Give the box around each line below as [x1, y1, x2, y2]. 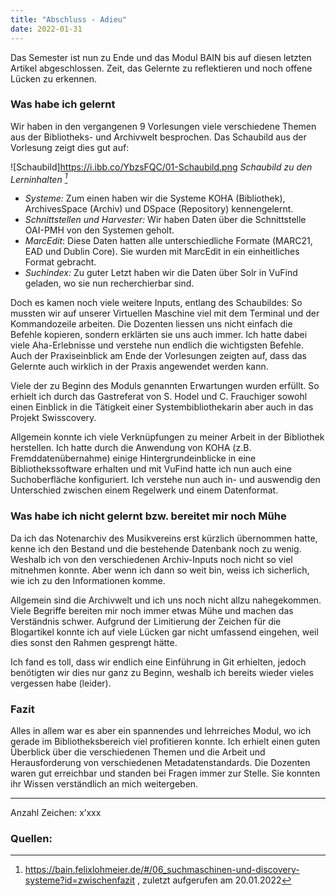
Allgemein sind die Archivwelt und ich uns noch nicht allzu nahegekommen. [10, 594, 322, 606]
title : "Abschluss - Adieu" [10, 14, 128, 25]
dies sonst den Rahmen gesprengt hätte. [10, 636, 178, 648]
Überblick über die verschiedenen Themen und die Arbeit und [10, 746, 266, 758]
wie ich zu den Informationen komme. [10, 574, 166, 586]
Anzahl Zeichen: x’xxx [10, 807, 102, 819]
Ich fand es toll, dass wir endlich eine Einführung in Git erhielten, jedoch [10, 656, 307, 668]
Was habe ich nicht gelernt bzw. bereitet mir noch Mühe [10, 509, 287, 523]
